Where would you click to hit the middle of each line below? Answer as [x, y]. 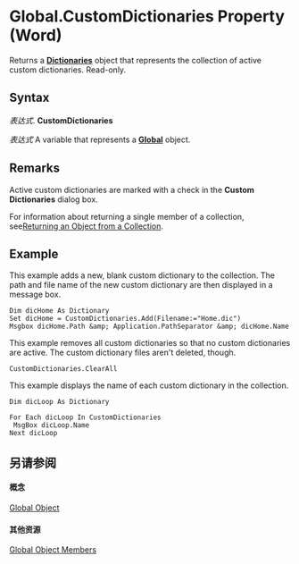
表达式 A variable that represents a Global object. [100, 139]
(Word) [36, 35]
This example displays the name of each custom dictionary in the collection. [149, 385]
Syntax [29, 98]
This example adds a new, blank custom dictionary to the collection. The [142, 275]
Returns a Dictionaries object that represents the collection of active [135, 60]
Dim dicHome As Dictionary [59, 311]
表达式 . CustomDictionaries [61, 120]
